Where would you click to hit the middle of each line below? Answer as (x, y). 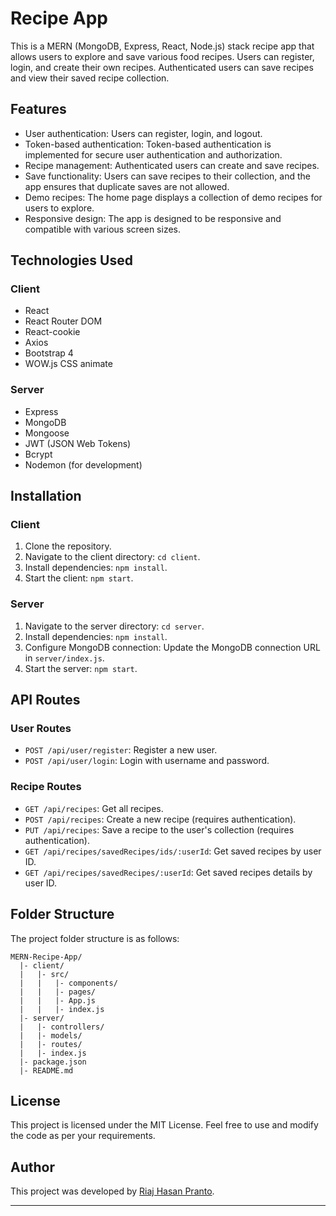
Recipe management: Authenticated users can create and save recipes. (172, 165)
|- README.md (46, 1070)
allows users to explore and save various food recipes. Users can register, (162, 56)
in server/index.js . (64, 658)
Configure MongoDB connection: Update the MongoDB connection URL (172, 647)
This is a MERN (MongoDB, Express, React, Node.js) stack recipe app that (162, 46)
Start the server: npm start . (81, 668)
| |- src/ (44, 974)
